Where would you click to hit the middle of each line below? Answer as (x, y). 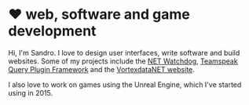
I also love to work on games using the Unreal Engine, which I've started (125, 85)
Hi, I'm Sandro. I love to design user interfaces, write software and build (124, 52)
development (52, 31)
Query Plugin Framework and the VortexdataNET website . (101, 69)
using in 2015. (31, 92)
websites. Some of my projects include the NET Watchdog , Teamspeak (123, 61)
